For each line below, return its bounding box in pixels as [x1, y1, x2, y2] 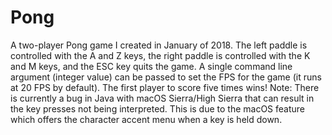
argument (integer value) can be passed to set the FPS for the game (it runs [10, 71, 322, 83]
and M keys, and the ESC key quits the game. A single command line [10, 60, 293, 72]
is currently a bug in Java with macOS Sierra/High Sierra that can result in [10, 92, 315, 104]
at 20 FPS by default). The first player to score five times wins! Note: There [10, 81, 320, 93]
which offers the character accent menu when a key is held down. [10, 113, 283, 125]
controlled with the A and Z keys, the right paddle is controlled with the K [10, 49, 311, 61]
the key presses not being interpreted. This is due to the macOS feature [10, 102, 306, 115]
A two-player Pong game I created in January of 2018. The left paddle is [10, 39, 308, 51]
